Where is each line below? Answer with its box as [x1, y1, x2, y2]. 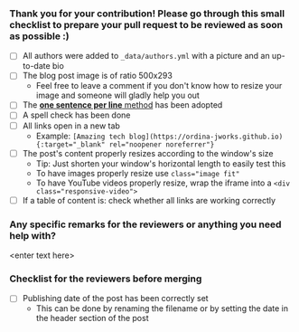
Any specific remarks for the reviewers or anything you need [9, 218, 282, 231]
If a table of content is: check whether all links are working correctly [22, 194, 276, 205]
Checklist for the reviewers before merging [9, 272, 202, 285]
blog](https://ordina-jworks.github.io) [129, 132, 284, 141]
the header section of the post [35, 313, 149, 324]
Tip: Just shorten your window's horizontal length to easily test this [35, 157, 286, 169]
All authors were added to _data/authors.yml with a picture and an [22, 51, 270, 62]
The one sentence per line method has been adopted [22, 100, 223, 110]
